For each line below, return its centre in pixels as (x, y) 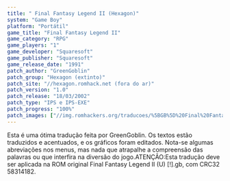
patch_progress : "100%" (41, 109)
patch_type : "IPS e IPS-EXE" (49, 103)
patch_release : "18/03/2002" (49, 97)
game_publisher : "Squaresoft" (50, 58)
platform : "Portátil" (38, 26)
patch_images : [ (30, 115)
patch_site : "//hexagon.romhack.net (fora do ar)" (81, 84)
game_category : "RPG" (38, 39)
